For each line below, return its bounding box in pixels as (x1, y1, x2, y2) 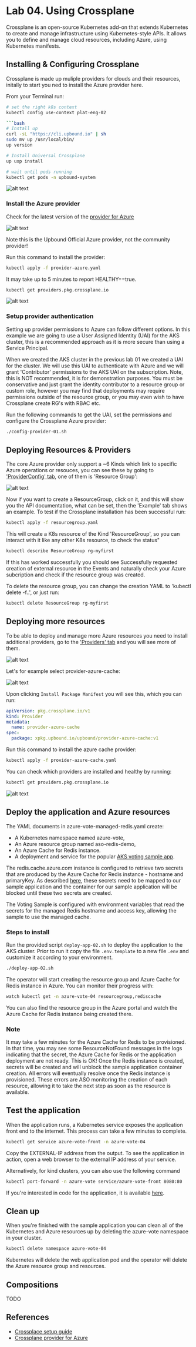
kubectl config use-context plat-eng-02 (6, 110, 107, 115)
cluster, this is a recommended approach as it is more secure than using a (6, 338, 185, 345)
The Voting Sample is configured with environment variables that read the (6, 901, 185, 908)
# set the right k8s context (6, 104, 77, 110)
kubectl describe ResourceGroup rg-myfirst (6, 548, 114, 554)
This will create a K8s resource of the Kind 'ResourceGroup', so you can (6, 530, 180, 538)
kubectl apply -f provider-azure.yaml (6, 265, 101, 271)
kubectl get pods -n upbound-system (6, 174, 96, 180)
